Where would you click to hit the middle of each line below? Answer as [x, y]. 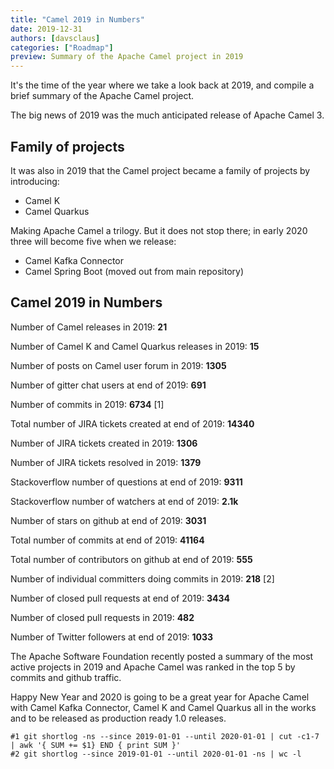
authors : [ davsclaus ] [55, 38]
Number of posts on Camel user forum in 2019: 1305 [118, 365]
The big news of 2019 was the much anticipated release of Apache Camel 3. [167, 115]
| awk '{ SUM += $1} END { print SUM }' [96, 745]
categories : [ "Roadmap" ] [62, 47]
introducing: [35, 181]
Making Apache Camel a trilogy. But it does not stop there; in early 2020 [159, 230]
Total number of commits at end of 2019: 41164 [107, 540]
